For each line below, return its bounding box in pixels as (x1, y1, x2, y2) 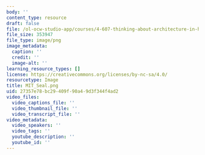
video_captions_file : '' (12, 99, 75, 106)
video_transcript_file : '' (12, 111, 81, 117)
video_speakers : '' (12, 123, 62, 129)
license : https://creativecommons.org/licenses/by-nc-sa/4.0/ (6, 71, 168, 77)
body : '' (6, 9, 29, 15)
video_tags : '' (12, 128, 51, 134)
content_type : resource (6, 15, 67, 21)
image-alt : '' (12, 60, 48, 66)
